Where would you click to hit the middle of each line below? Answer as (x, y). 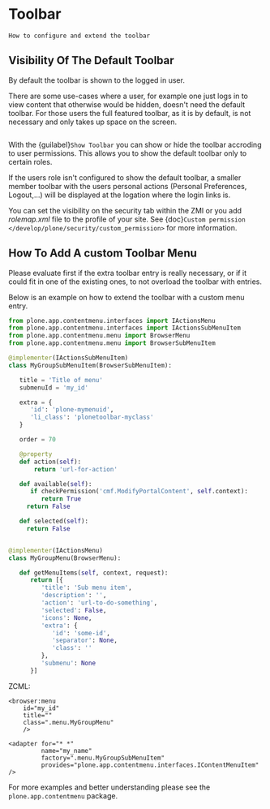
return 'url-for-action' (75, 469)
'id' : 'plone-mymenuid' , (72, 410)
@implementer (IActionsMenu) (56, 550)
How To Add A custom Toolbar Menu (103, 254)
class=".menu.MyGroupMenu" (69, 722)
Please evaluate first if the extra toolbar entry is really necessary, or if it (128, 273)
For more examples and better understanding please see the (109, 787)
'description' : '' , (74, 596)
